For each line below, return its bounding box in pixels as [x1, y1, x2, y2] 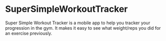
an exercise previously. [5, 30, 52, 36]
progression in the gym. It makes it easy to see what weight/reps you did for [5, 25, 161, 31]
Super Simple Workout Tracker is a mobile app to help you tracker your [5, 20, 151, 26]
